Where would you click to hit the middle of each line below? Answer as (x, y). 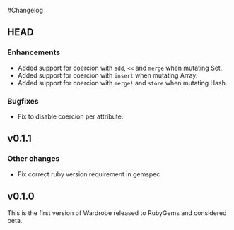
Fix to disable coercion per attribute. (70, 116)
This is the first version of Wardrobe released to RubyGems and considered (117, 213)
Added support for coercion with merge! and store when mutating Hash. (122, 83)
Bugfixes (23, 101)
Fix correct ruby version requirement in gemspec (89, 174)
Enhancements (34, 52)
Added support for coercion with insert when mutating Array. (107, 75)
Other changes (34, 159)
